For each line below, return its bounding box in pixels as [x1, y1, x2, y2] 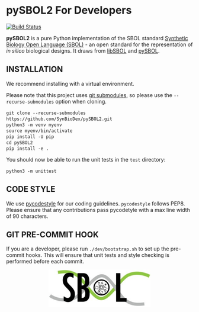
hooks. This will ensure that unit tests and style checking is [25, 252, 170, 259]
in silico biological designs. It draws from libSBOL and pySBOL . [6, 47, 160, 54]
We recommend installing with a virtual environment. [6, 80, 134, 87]
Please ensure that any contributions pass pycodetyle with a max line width [6, 206, 191, 213]
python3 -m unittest [6, 168, 57, 174]
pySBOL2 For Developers [6, 4, 132, 17]
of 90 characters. [6, 213, 49, 220]
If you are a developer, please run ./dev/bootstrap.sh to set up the [6, 245, 169, 252]
